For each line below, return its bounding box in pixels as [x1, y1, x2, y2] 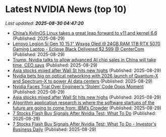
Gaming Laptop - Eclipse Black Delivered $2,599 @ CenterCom [12, 46, 145, 52]
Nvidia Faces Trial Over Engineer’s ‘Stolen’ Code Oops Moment [12, 83, 144, 89]
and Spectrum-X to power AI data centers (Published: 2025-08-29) [12, 78, 153, 84]
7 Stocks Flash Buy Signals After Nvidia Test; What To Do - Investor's [12, 121, 156, 127]
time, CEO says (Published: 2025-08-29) [12, 62, 98, 68]
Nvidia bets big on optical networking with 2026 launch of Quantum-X [12, 73, 158, 79]
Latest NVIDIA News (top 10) [5, 4, 127, 15]
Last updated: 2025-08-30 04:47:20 [5, 20, 84, 26]
